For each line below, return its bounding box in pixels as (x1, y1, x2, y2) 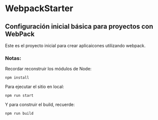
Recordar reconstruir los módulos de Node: (5, 66, 92, 72)
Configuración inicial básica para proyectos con (5, 22, 154, 31)
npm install (5, 75, 29, 80)
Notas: (5, 54, 21, 61)
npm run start (5, 93, 34, 98)
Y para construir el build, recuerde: (5, 102, 75, 107)
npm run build (5, 111, 34, 116)
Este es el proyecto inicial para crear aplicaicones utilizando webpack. (5, 43, 146, 49)
